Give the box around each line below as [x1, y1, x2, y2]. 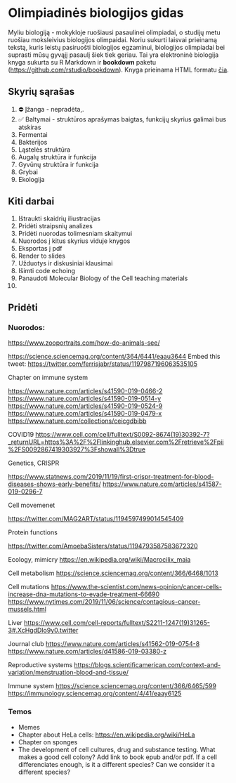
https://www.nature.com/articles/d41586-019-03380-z [8, 647, 167, 656]
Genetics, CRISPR [8, 459, 60, 468]
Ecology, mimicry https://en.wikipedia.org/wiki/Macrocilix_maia [8, 555, 191, 564]
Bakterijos [18, 138, 48, 146]
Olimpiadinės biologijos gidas [8, 5, 184, 21]
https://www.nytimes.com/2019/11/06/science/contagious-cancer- [8, 598, 201, 606]
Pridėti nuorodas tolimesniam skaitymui [18, 229, 133, 237]
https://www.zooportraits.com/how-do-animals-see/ [8, 338, 160, 347]
